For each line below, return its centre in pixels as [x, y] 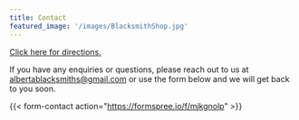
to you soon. [33, 88]
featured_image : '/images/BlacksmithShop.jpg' [99, 26]
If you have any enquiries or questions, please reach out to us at [129, 69]
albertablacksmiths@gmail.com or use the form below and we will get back [149, 78]
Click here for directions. [55, 51]
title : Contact [38, 18]
